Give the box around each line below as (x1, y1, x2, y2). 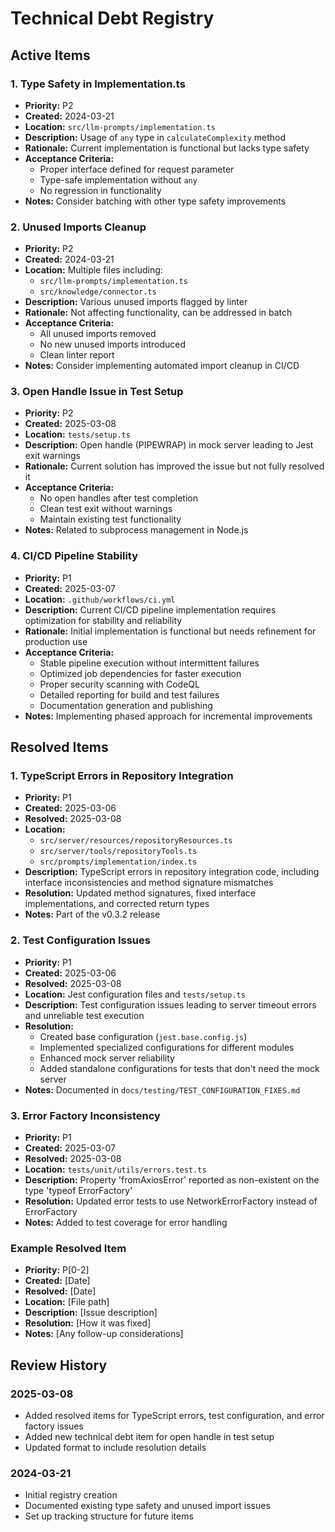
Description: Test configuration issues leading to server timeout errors (24, 998, 317, 1011)
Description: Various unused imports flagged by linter (24, 296, 248, 308)
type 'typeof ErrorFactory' (24, 1185, 133, 1197)
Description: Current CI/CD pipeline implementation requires (24, 603, 277, 616)
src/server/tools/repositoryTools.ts (39, 847, 198, 857)
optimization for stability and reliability (24, 614, 183, 626)
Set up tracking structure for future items (24, 1510, 194, 1522)
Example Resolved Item (10, 1241, 127, 1255)
